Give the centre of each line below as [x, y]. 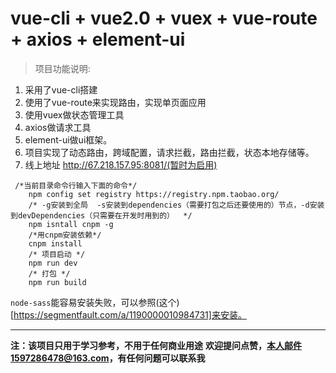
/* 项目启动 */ [57, 254]
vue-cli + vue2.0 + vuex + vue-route [164, 18]
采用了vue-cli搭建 [61, 89]
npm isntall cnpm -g [71, 224]
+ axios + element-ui [98, 39]
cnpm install [55, 243]
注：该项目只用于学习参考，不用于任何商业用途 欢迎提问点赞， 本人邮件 [156, 345]
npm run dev [53, 263]
